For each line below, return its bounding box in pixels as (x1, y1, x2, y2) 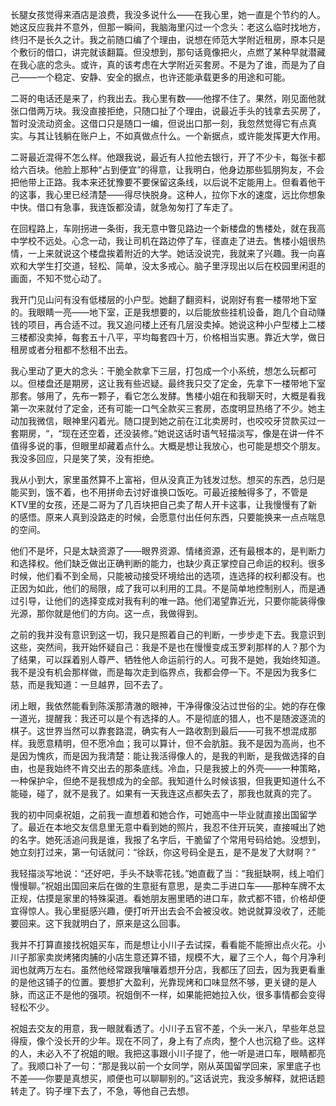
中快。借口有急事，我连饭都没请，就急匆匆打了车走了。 (10, 201, 238, 213)
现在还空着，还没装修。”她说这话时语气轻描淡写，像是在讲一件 (61, 428, 316, 439)
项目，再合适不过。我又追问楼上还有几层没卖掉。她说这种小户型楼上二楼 (27, 319, 326, 330)
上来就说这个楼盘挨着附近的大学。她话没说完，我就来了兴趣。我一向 (36, 248, 317, 259)
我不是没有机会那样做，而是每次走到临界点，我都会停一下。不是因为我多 (10, 666, 308, 678)
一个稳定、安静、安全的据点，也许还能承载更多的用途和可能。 (36, 71, 291, 83)
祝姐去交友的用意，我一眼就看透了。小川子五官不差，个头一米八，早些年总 (10, 1023, 317, 1034)
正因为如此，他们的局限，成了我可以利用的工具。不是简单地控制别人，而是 (10, 583, 317, 594)
